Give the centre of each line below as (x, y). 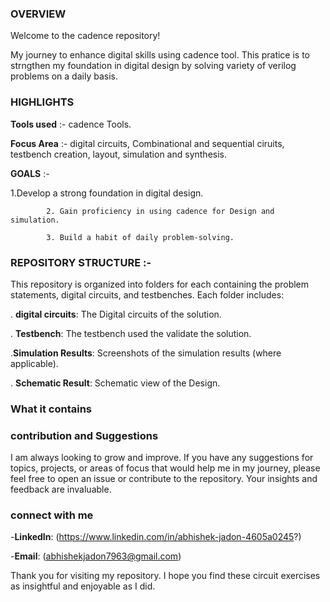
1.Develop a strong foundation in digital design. (107, 193)
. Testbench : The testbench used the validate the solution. (131, 333)
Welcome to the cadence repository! (85, 36)
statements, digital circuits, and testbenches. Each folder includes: (147, 294)
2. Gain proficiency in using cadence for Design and (160, 211)
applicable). (34, 363)
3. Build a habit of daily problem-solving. (140, 237)
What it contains (51, 409)
